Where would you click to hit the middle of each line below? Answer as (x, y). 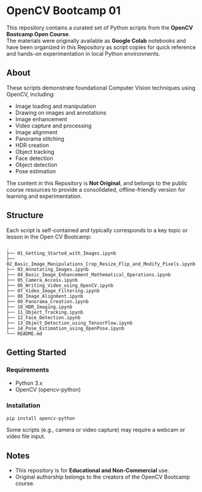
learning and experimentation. (44, 196)
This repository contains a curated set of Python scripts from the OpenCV (100, 28)
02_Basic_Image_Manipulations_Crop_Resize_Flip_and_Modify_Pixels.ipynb (101, 264)
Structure (25, 215)
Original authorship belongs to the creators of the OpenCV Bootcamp (103, 477)
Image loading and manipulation (56, 106)
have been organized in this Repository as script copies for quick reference (101, 47)
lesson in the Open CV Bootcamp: (49, 237)
